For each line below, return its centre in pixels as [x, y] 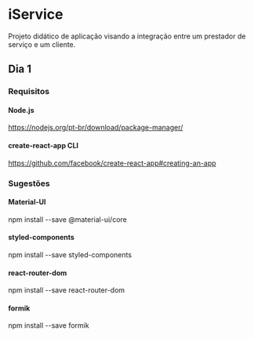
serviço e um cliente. [42, 44]
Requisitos [29, 92]
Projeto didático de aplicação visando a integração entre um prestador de [127, 36]
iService [36, 15]
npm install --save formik [49, 325]
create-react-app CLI [44, 146]
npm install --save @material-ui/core [67, 219]
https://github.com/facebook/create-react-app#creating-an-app [112, 163]
